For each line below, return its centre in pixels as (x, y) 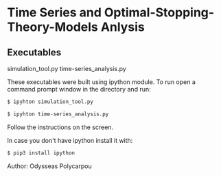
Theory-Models (53, 27)
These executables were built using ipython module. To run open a (101, 82)
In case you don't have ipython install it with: (70, 140)
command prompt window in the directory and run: (79, 89)
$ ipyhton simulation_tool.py (50, 102)
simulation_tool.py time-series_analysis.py (67, 69)
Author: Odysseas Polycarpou (49, 166)
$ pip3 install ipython (41, 153)
